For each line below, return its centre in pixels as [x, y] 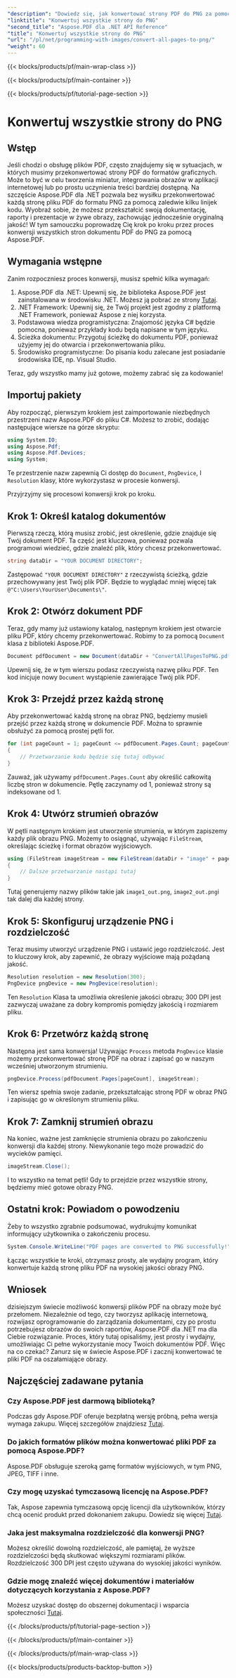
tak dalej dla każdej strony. [46, 899]
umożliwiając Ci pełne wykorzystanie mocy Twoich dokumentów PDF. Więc [117, 1344]
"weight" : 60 [26, 46]
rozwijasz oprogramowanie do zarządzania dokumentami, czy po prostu [112, 1322]
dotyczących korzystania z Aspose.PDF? [79, 1590]
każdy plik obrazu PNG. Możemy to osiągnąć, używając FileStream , [105, 838]
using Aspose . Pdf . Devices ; [47, 453]
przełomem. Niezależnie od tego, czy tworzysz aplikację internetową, [108, 1314]
